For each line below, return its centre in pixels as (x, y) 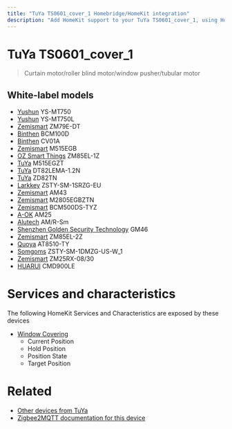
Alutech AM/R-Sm (43, 222)
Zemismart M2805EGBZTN (56, 200)
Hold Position (46, 349)
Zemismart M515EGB (47, 149)
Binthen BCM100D (43, 134)
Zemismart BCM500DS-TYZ (57, 208)
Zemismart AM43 (42, 193)
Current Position (51, 341)
